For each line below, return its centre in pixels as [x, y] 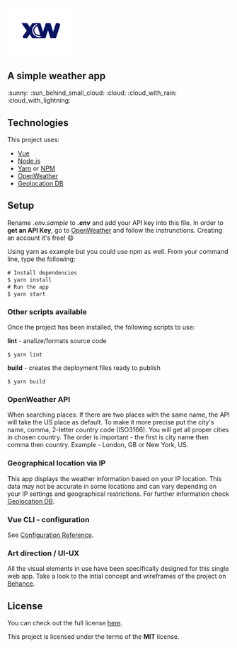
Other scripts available [47, 311]
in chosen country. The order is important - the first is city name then [108, 437]
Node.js [29, 161]
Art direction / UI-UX [44, 553]
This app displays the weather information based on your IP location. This [115, 478]
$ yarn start [27, 294]
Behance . [21, 584]
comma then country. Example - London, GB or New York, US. [98, 445]
